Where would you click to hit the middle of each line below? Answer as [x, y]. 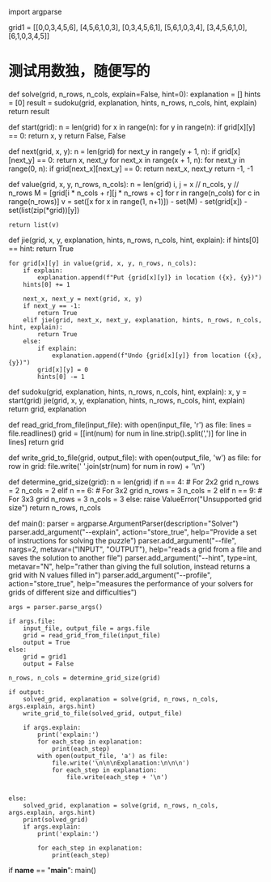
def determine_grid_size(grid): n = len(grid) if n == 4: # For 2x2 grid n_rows [134, 482]
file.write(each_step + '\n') [117, 777]
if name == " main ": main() [53, 870]
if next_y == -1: [52, 306]
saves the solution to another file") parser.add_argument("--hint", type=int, [133, 557]
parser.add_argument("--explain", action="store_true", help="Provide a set [133, 532]
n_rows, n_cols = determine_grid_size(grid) [85, 678]
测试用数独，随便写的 [80, 71]
